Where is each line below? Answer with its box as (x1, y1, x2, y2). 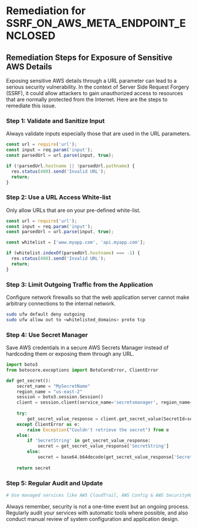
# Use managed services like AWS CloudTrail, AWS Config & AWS (6, 492, 164, 498)
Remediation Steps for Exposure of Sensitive (6, 52, 173, 62)
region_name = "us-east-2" (16, 389, 83, 395)
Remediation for (6, 4, 86, 18)
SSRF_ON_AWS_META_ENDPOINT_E (6, 16, 186, 30)
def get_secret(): (6, 378, 51, 384)
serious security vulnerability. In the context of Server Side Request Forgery (6, 83, 189, 90)
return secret (16, 465, 51, 471)
